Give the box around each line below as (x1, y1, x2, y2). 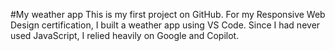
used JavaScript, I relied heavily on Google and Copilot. (10, 30, 240, 41)
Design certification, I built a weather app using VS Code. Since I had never (10, 19, 321, 31)
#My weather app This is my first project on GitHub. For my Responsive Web (10, 9, 326, 20)
